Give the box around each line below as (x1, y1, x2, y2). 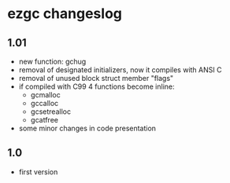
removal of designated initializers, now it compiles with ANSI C (18, 65, 222, 75)
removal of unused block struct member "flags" (18, 74, 174, 82)
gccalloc (30, 99, 59, 108)
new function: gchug (18, 57, 87, 66)
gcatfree (30, 115, 58, 124)
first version (18, 167, 58, 177)
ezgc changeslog (7, 5, 123, 23)
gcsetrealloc (30, 107, 72, 116)
